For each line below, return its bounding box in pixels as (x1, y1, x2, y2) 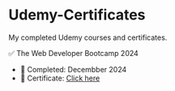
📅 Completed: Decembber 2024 (19, 64, 127, 74)
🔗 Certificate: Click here (19, 73, 100, 83)
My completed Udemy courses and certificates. (8, 32, 168, 42)
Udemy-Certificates (8, 6, 146, 24)
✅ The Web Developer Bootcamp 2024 (8, 48, 139, 58)
